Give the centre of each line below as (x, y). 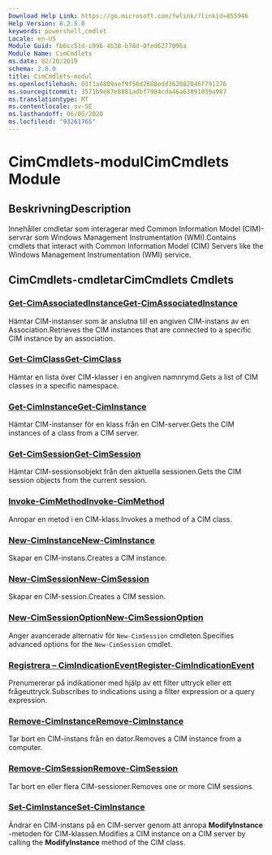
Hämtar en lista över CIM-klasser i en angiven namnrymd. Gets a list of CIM (133, 377)
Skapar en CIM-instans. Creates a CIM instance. (88, 558)
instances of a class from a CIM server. (74, 433)
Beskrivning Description (70, 209)
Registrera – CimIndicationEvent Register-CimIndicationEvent (132, 665)
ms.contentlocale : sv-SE (50, 106)
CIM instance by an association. (62, 338)
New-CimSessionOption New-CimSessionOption (106, 618)
